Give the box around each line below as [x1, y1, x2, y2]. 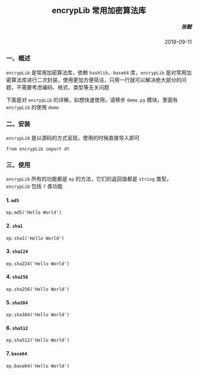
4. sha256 [6, 273, 28, 281]
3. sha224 [6, 247, 28, 255]
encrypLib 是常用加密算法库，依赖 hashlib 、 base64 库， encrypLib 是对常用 [6, 69, 187, 76]
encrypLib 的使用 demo [6, 103, 59, 110]
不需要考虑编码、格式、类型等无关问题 [16, 83, 110, 90]
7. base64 [6, 350, 28, 357]
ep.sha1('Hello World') [6, 235, 65, 241]
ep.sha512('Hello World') [6, 337, 69, 344]
